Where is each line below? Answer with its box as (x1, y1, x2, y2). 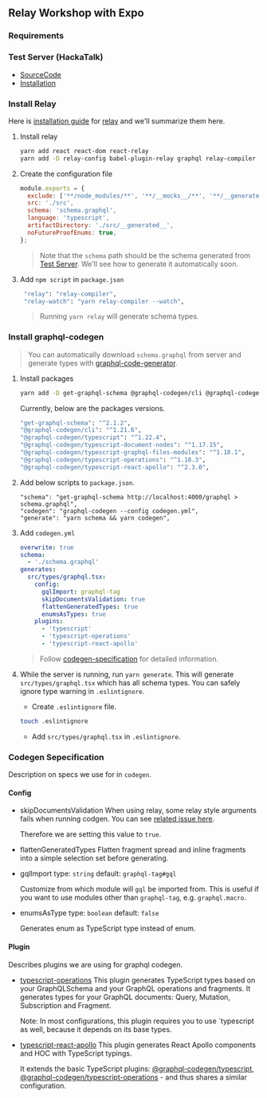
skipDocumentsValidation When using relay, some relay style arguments (19, 806, 257, 815)
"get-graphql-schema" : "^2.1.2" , (19, 418, 132, 427)
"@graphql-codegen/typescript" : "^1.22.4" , (19, 433, 167, 441)
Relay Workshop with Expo (8, 6, 145, 20)
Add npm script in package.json (19, 274, 124, 284)
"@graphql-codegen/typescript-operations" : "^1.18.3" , (19, 456, 206, 464)
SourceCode (19, 69, 62, 79)
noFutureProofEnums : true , (27, 229, 117, 237)
